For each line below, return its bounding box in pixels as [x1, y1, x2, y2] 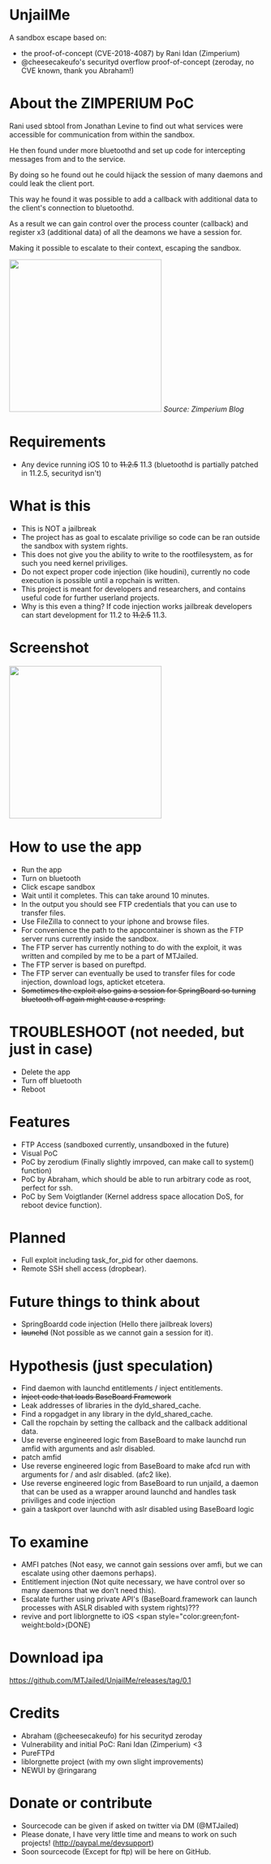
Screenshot [9, 638, 89, 656]
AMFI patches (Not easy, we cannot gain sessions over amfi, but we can [20, 1560, 263, 1570]
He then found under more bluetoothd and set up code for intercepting [9, 145, 246, 155]
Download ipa [9, 1648, 104, 1667]
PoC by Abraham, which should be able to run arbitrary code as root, [20, 1174, 252, 1184]
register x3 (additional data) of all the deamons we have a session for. [9, 227, 243, 237]
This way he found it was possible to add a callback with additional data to [9, 194, 258, 204]
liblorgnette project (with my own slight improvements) [20, 1757, 204, 1766]
